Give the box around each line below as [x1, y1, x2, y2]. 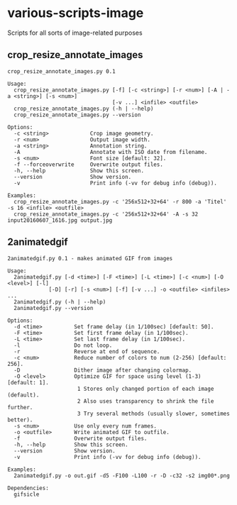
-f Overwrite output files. [13, 435, 148, 442]
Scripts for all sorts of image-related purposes [7, 28, 143, 37]
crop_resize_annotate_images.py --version [13, 111, 141, 118]
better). [7, 416, 33, 423]
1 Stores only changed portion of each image [77, 385, 214, 392]
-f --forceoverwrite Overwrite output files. [13, 161, 163, 168]
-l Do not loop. [13, 342, 113, 349]
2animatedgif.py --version [13, 304, 94, 311]
